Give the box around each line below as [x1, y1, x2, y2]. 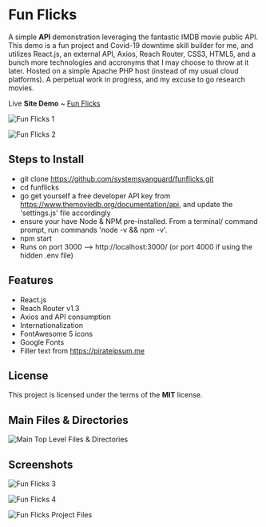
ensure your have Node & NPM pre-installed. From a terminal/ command [19, 216, 258, 226]
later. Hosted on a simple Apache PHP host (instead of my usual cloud [8, 66, 239, 75]
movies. [8, 82, 34, 93]
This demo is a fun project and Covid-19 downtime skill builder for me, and [8, 40, 254, 50]
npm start [19, 234, 52, 243]
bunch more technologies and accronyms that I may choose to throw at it [8, 58, 249, 67]
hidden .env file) [19, 250, 74, 260]
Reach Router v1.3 [19, 303, 80, 313]
